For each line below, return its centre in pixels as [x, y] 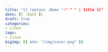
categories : [17, 24]
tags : [11, 33]
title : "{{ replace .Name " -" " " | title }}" [54, 10]
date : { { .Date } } [24, 14]
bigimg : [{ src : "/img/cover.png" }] [44, 42]
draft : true [17, 19]
